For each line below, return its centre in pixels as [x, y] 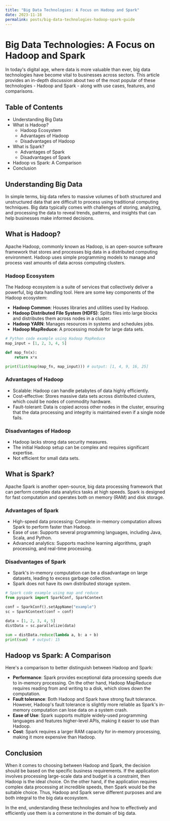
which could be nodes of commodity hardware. [62, 401]
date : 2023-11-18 [24, 15]
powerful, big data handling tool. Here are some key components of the [80, 292]
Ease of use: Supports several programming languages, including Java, [87, 532]
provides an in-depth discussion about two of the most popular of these [80, 80]
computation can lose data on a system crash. [79, 710]
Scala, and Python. [32, 538]
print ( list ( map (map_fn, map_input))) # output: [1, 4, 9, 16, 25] [77, 366]
